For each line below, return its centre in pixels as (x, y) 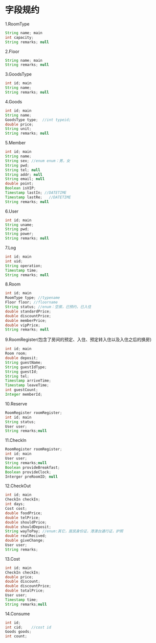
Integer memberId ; (24, 395)
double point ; (20, 184)
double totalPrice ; (25, 591)
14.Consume (18, 614)
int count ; (16, 636)
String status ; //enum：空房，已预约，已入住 (48, 307)
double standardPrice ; (28, 311)
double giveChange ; (25, 541)
